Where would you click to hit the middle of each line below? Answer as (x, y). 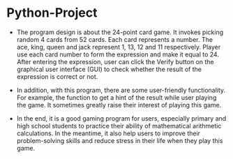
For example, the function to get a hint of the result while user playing (116, 97)
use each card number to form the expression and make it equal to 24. (118, 54)
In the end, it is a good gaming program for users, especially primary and (121, 118)
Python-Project (52, 13)
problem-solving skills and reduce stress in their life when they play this (120, 140)
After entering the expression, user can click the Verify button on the (115, 61)
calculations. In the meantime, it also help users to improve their (108, 133)
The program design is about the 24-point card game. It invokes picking (120, 32)
